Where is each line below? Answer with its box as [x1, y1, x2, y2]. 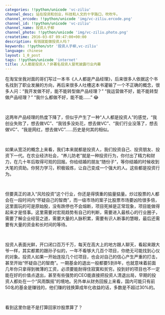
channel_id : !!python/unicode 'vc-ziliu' [5, 21, 91, 26]
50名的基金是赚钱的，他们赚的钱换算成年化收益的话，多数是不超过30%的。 [5, 285, 158, 290]
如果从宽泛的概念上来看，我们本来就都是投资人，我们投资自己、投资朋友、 [5, 147, 156, 153]
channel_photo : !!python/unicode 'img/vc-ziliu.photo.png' [5, 30, 129, 35]
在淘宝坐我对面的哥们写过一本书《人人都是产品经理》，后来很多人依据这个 [5, 76, 154, 82]
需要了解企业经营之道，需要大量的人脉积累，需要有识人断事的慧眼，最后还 [5, 215, 156, 221]
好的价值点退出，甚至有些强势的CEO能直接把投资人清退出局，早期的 [13, 272, 152, 278]
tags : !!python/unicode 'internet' [5, 57, 78, 62]
